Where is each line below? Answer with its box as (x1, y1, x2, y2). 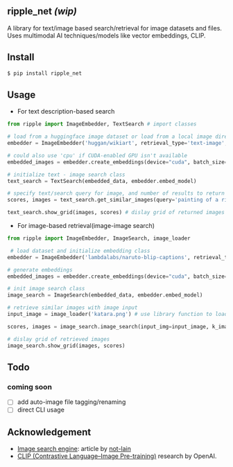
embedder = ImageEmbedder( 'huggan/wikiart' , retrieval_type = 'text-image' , (7, 140, 228, 147)
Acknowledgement (7, 426, 92, 438)
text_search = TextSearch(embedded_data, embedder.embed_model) (7, 177, 197, 184)
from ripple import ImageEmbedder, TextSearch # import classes (7, 121, 197, 127)
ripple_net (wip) (7, 6, 78, 17)
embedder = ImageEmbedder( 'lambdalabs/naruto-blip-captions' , (7, 254, 191, 261)
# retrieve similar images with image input (7, 304, 138, 311)
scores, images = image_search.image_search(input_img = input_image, (7, 323, 209, 330)
